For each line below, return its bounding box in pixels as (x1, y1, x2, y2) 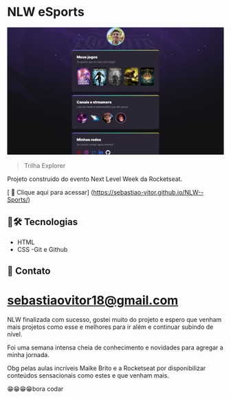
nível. (7, 330, 23, 338)
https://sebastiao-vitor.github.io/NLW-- (92, 188, 204, 196)
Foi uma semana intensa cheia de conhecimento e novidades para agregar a (7, 343, 223, 352)
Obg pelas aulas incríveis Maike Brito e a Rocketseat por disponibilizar (7, 364, 206, 372)
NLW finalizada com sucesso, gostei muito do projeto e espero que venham (7, 315, 222, 323)
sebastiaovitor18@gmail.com (7, 293, 179, 308)
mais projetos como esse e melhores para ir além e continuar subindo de (7, 323, 214, 331)
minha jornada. (7, 350, 49, 358)
